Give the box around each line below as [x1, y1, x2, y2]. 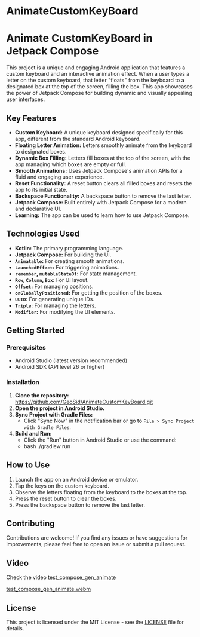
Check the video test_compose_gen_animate [6, 574, 116, 581]
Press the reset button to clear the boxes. [14, 495, 117, 502]
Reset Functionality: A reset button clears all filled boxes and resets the [14, 179, 192, 186]
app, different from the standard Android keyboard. [14, 135, 141, 142]
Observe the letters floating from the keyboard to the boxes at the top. [14, 488, 188, 495]
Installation [6, 378, 40, 387]
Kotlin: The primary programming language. [14, 244, 124, 252]
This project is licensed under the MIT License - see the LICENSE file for [6, 618, 184, 626]
